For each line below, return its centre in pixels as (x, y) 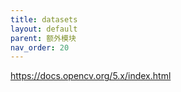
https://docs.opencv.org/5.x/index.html (91, 76)
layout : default (44, 29)
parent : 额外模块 (43, 38)
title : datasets (44, 19)
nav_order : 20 (40, 47)
